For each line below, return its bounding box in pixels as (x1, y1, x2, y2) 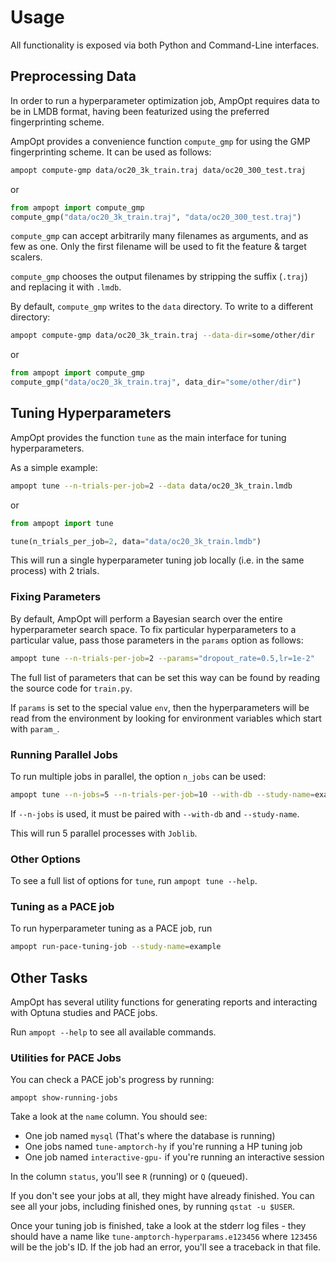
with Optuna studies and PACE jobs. (10, 1007, 158, 1019)
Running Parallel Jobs (10, 747, 118, 761)
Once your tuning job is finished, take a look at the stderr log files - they (10, 1220, 307, 1232)
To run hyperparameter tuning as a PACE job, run (10, 922, 213, 935)
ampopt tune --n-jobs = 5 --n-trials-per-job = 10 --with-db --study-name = (10, 789, 315, 800)
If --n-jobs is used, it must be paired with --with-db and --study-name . (10, 807, 300, 820)
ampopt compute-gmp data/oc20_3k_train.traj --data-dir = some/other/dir (10, 331, 315, 341)
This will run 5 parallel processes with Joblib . (10, 827, 198, 839)
